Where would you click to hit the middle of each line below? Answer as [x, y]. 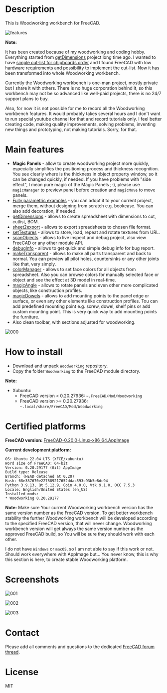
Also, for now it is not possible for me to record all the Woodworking [75, 108]
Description [30, 9]
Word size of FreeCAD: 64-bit [37, 463]
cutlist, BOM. [25, 221]
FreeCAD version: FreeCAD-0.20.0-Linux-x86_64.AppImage [67, 440]
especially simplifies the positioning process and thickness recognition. [86, 168]
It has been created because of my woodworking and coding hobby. [75, 52]
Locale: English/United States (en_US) [47, 489]
